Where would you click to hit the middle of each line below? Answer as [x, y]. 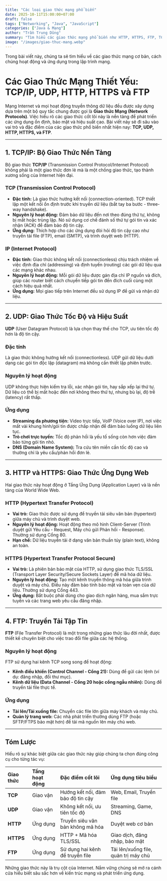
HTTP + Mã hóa [78, 835]
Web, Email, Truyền [133, 792]
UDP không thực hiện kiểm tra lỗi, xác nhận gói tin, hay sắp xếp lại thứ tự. [80, 387]
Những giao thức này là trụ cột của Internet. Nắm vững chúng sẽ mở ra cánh [83, 868]
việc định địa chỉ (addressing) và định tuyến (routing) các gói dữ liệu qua [87, 265]
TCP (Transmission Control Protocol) [50, 188]
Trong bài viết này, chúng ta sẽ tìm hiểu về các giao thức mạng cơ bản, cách [83, 56]
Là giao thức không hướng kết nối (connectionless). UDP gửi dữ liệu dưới [80, 358]
